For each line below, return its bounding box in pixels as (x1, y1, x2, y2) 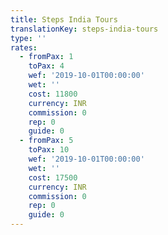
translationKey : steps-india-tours (10, 24, 159, 34)
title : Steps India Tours (10, 14, 118, 25)
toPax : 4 (28, 61, 65, 71)
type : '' (10, 33, 47, 43)
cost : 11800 (28, 89, 78, 99)
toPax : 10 (28, 145, 70, 155)
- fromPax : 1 (19, 52, 74, 62)
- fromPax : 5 (19, 136, 74, 146)
